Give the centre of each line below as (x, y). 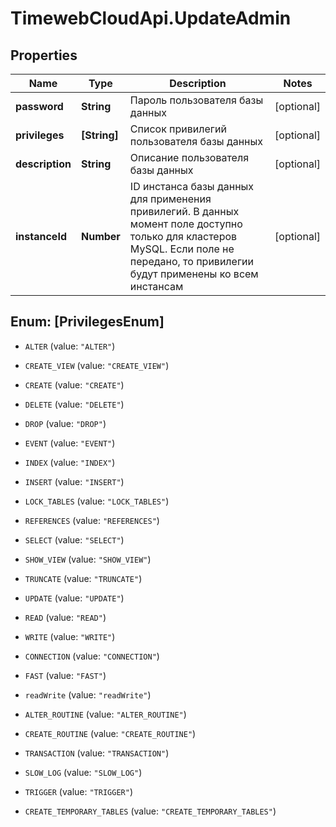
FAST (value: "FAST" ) (65, 675)
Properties (44, 55)
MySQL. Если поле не (182, 249)
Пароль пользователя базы (196, 100)
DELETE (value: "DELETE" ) (74, 404)
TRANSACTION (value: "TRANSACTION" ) (97, 753)
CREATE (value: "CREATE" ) (74, 384)
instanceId (41, 236)
